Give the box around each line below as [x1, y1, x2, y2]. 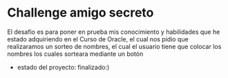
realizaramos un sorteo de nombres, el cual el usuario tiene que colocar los [7, 42, 222, 50]
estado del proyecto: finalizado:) [17, 63, 110, 71]
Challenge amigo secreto [7, 5, 154, 21]
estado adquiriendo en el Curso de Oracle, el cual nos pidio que [7, 35, 189, 43]
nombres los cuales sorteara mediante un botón [7, 50, 144, 58]
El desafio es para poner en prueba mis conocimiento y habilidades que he [7, 28, 220, 36]
